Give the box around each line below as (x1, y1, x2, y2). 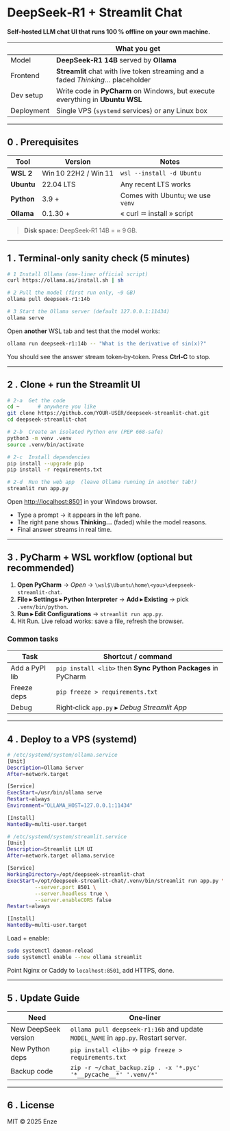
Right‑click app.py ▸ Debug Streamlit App (55, 703, 187, 712)
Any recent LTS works (120, 180, 192, 189)
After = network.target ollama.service (7, 852, 115, 860)
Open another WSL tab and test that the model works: (7, 327, 160, 335)
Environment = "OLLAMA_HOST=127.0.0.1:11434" (7, 802, 133, 810)
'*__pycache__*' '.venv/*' (70, 1071, 159, 1078)
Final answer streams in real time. (16, 526, 112, 533)
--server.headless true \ (34, 890, 109, 897)
